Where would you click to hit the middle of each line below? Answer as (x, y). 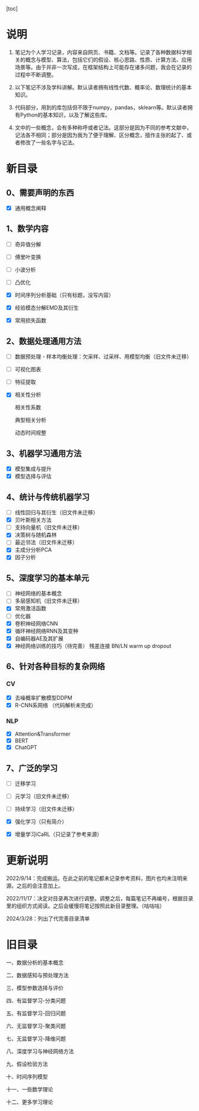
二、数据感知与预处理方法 (37, 976)
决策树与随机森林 (36, 535)
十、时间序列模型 (27, 1077)
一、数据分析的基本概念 (35, 962)
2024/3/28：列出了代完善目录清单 (48, 919)
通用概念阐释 (30, 208)
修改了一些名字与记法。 (49, 142)
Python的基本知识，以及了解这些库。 (65, 115)
